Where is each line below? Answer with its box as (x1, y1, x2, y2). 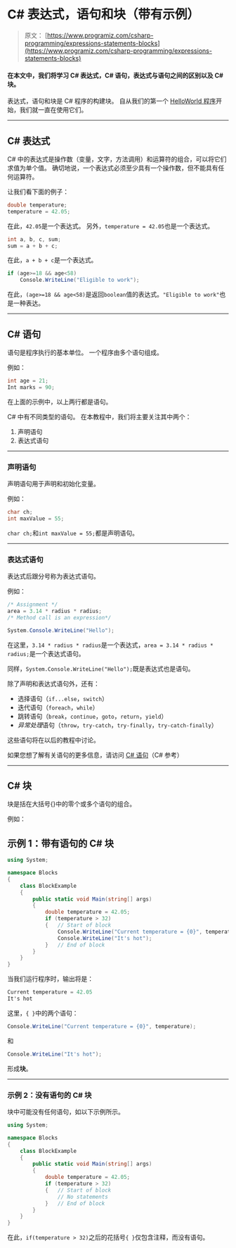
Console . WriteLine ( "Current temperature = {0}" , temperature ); (7, 1023, 197, 1030)
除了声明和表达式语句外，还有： (7, 679, 100, 688)
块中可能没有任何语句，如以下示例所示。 (7, 1108, 124, 1116)
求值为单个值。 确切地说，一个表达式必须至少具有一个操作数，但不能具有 (7, 163, 218, 172)
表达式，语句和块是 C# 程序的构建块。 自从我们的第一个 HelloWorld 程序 (7, 97, 216, 106)
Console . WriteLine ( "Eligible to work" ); (20, 276, 140, 284)
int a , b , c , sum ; (7, 235, 61, 243)
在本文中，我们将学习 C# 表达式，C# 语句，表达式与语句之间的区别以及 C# (7, 71, 223, 80)
